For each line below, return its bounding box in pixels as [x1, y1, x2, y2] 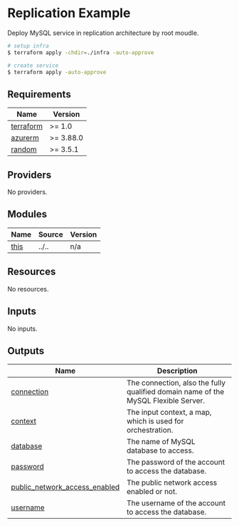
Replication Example [7, 5, 131, 21]
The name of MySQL [127, 437, 196, 447]
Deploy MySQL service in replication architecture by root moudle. [7, 29, 199, 37]
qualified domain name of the [127, 387, 225, 397]
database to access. [127, 445, 194, 455]
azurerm [11, 133, 39, 143]
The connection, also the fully [127, 378, 226, 388]
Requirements [7, 88, 71, 100]
